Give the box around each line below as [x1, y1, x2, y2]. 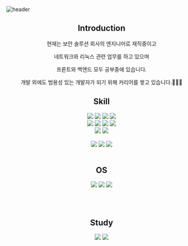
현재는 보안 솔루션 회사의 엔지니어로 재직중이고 [46, 40, 157, 47]
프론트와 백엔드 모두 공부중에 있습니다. [56, 65, 147, 73]
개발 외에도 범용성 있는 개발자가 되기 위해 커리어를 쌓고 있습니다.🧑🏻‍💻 [21, 79, 183, 86]
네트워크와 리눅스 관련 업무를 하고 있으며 [54, 53, 149, 60]
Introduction [77, 23, 126, 33]
